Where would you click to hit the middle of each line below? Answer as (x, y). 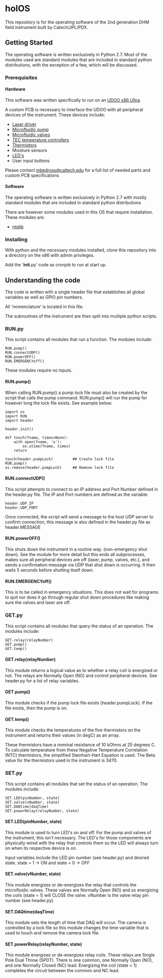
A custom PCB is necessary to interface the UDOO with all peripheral (74, 109)
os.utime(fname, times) (46, 446)
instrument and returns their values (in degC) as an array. (63, 735)
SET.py (14, 773)
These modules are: (25, 217)
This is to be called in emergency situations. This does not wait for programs (82, 592)
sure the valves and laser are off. (38, 603)
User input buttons (31, 161)
